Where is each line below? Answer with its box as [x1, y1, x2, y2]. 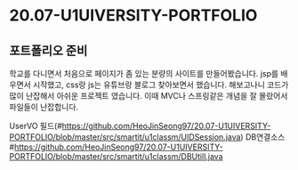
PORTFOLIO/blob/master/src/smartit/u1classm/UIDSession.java [9, 132, 241, 142]
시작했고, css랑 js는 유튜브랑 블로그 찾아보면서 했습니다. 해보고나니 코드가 [32, 79, 289, 90]
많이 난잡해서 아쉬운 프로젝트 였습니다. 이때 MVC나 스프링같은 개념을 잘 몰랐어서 [9, 91, 288, 101]
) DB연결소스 [239, 132, 286, 142]
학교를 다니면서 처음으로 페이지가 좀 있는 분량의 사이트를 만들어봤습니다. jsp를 [9, 69, 278, 78]
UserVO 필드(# [9, 121, 62, 131]
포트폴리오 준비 [9, 43, 88, 58]
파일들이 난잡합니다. [9, 101, 78, 112]
